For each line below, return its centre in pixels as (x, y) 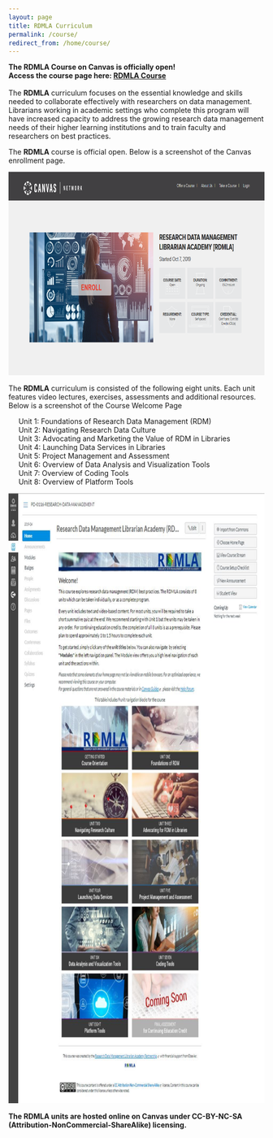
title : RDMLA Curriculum (50, 26)
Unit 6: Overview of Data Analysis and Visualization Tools (114, 464)
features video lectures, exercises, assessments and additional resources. (132, 397)
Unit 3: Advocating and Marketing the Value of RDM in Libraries (124, 438)
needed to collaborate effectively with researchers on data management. (130, 102)
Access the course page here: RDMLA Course (87, 76)
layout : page (30, 17)
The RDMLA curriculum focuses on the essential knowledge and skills (126, 93)
